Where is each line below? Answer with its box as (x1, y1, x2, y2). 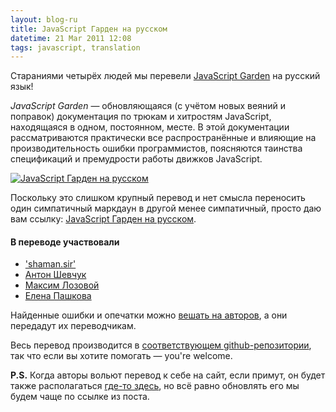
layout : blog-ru (10, 14, 78, 25)
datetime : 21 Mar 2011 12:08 (10, 33, 132, 43)
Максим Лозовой (24, 279, 100, 291)
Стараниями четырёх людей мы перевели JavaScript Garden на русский (10, 70, 321, 82)
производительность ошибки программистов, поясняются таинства (10, 142, 303, 155)
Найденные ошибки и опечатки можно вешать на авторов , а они (10, 309, 288, 321)
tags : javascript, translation (10, 42, 141, 53)
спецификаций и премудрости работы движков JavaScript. (10, 153, 263, 165)
